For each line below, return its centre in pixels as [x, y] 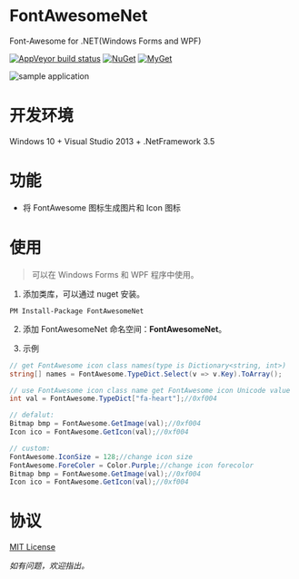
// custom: [30, 448]
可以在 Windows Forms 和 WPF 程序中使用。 [115, 274]
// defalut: [32, 415]
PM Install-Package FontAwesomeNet [77, 311]
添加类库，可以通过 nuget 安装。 [84, 294]
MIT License [33, 547]
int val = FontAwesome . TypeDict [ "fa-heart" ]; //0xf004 [114, 399]
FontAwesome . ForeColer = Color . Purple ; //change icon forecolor [132, 465]
